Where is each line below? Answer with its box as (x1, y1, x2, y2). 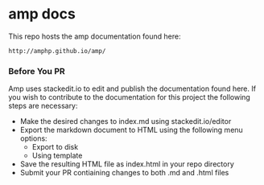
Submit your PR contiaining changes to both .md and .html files (19, 168, 229, 178)
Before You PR (8, 65, 66, 76)
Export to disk (31, 142, 79, 152)
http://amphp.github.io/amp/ (8, 47, 106, 55)
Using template (31, 150, 83, 161)
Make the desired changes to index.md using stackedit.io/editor (19, 117, 232, 126)
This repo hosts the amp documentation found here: (8, 31, 181, 41)
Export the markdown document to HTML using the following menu (19, 125, 243, 135)
